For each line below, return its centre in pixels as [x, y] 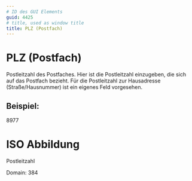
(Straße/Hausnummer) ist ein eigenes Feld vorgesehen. [74, 87]
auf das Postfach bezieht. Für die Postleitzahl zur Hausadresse [83, 81]
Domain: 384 [22, 172]
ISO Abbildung [43, 145]
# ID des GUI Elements [34, 12]
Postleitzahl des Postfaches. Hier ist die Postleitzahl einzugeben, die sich [96, 75]
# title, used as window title [45, 23]
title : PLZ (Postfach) [34, 28]
